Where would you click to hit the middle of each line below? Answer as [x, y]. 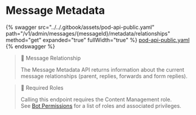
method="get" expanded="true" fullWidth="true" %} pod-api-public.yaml [98, 40]
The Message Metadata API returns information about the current [102, 69]
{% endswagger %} [30, 46]
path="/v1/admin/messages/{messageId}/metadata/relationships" [88, 33]
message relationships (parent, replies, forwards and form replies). [104, 76]
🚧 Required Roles [42, 87]
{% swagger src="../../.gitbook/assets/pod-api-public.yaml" [80, 27]
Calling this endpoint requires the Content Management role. [96, 99]
